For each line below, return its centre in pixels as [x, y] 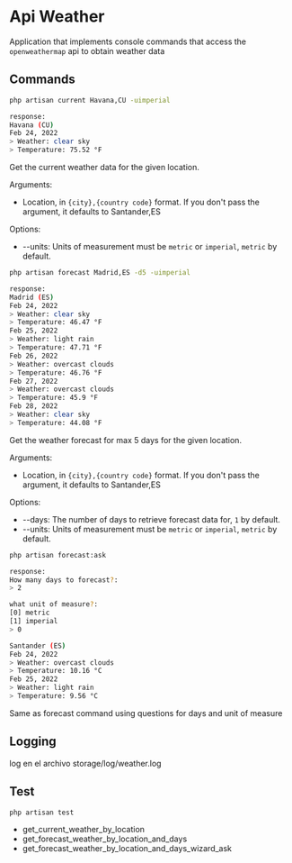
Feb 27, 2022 [34, 381]
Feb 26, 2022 [34, 356]
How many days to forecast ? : [64, 580]
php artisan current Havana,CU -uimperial [90, 100]
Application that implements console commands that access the [128, 41]
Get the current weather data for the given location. [105, 167]
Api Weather [57, 17]
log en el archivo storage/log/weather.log [85, 763]
